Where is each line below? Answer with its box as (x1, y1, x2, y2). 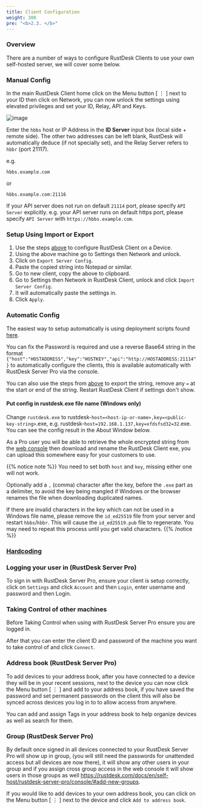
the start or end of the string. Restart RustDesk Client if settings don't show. (6, 386, 195, 393)
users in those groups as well (6, 771, 80, 779)
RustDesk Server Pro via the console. (6, 367, 99, 375)
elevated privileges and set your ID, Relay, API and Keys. (6, 102, 147, 109)
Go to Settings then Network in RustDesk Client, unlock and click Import (15, 276, 195, 283)
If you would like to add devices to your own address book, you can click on (6, 790, 196, 797)
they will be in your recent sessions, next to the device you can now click (6, 679, 189, 686)
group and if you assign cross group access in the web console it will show (6, 765, 194, 773)
